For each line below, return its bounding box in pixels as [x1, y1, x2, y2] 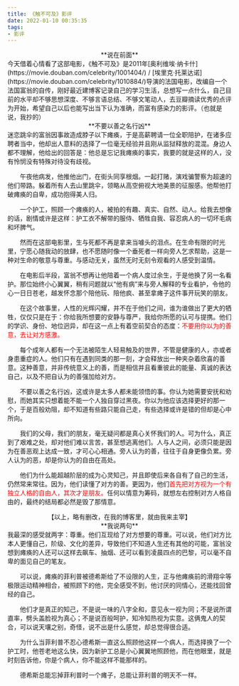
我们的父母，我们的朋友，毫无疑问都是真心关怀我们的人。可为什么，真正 [20, 429, 232, 438]
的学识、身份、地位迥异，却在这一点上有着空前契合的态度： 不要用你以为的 [7, 321, 225, 331]
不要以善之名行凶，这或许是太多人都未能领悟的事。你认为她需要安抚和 [20, 387, 225, 396]
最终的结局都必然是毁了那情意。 [26, 498, 119, 506]
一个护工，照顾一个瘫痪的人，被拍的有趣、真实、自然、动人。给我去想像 [20, 205, 232, 214]
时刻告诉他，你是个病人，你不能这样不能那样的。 [7, 655, 151, 665]
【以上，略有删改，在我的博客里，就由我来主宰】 [48, 513, 191, 521]
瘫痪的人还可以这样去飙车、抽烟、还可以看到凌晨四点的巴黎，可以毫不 [19, 548, 225, 557]
